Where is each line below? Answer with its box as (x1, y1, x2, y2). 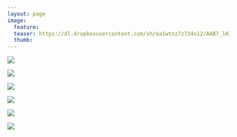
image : (7, 17, 27, 24)
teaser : (13, 30, 37, 37)
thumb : (13, 37, 33, 44)
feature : (13, 23, 39, 30)
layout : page (7, 10, 46, 18)
